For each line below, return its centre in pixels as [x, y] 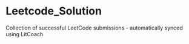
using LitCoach [25, 34]
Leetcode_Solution [54, 11]
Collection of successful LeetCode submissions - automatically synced [94, 28]
